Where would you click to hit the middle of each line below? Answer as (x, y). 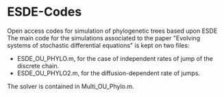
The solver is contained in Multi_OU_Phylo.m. (71, 86)
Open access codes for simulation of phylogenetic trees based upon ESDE (112, 31)
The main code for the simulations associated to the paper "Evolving (104, 38)
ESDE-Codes (45, 12)
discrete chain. (38, 66)
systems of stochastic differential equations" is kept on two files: (98, 45)
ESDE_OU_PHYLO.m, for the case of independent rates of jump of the (115, 58)
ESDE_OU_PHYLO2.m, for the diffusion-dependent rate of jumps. (109, 73)
